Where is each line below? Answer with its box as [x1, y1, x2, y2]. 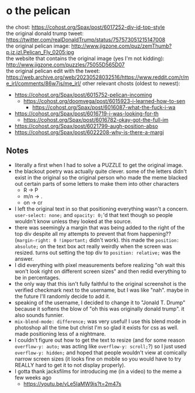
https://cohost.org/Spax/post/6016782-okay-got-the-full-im [23, 116, 169, 123]
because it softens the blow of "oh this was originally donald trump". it [14, 305, 185, 312]
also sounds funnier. [14, 311, 64, 318]
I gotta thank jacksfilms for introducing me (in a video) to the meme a [14, 368, 182, 375]
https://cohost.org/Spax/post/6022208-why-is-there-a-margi [14, 128, 164, 136]
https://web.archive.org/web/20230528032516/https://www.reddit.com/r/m [6, 74, 189, 81]
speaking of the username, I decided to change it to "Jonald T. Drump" [14, 299, 186, 306]
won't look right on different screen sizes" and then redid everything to [14, 268, 187, 275]
